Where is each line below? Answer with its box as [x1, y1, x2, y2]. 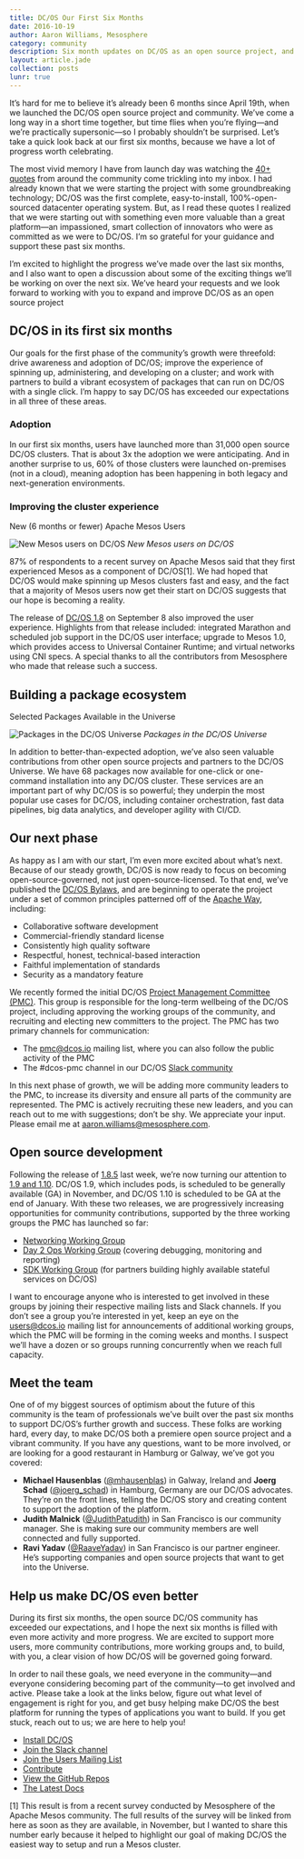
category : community [9, 38, 88, 48]
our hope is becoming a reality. [9, 595, 125, 605]
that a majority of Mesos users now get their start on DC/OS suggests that [9, 585, 287, 596]
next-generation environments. [9, 477, 125, 488]
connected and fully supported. [22, 1533, 141, 1544]
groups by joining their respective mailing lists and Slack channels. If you [9, 1301, 281, 1312]
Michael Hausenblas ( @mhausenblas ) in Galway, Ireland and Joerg [22, 1474, 277, 1486]
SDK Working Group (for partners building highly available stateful [22, 1264, 270, 1274]
